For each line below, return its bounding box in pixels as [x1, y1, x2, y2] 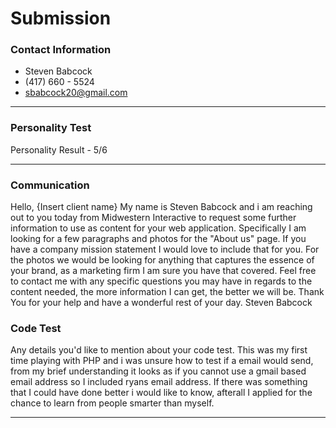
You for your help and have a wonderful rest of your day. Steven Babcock [10, 297, 313, 309]
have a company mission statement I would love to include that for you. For [10, 243, 320, 256]
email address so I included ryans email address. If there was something [10, 376, 308, 388]
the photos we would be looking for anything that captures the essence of [10, 254, 315, 266]
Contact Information [10, 43, 112, 57]
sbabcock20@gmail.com [24, 87, 128, 99]
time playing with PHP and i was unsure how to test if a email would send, [10, 355, 314, 367]
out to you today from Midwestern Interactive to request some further [10, 212, 297, 224]
